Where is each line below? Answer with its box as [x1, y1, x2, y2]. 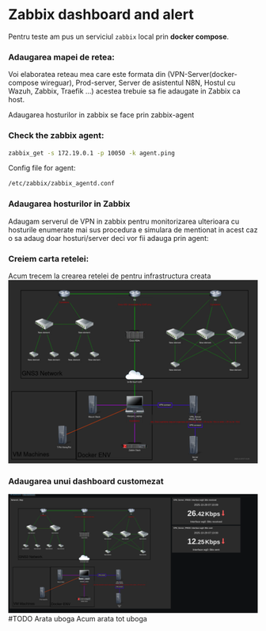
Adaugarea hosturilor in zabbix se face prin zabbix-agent [8, 110, 195, 120]
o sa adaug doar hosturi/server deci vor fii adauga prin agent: [8, 233, 209, 243]
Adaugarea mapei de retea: [8, 52, 115, 63]
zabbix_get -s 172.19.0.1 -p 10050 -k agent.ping [8, 149, 176, 157]
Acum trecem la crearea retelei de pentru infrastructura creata [8, 271, 211, 281]
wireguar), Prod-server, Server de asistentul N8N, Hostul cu [40, 78, 236, 88]
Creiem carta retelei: [8, 253, 89, 264]
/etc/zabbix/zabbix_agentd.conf [8, 180, 115, 188]
